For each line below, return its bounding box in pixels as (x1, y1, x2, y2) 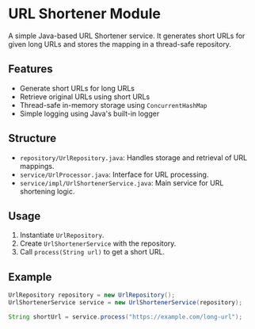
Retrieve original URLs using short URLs (19, 92, 150, 101)
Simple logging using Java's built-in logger (19, 109, 160, 118)
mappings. (19, 161, 55, 170)
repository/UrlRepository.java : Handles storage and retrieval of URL (19, 152, 248, 163)
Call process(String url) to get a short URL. (19, 247, 165, 257)
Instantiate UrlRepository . (19, 231, 105, 240)
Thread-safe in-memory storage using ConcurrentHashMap (19, 100, 207, 109)
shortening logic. (19, 186, 75, 196)
